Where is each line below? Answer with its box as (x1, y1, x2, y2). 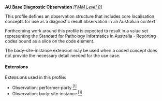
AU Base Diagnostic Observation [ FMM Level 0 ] (5, 4, 103, 10)
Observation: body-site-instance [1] (12, 89, 82, 96)
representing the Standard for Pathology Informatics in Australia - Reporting (5, 33, 156, 39)
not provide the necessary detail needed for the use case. (5, 53, 120, 58)
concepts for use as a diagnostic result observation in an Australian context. (5, 19, 157, 24)
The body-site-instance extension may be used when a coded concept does (5, 48, 158, 53)
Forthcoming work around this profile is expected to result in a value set (5, 28, 148, 33)
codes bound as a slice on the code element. (5, 38, 95, 44)
